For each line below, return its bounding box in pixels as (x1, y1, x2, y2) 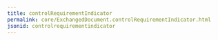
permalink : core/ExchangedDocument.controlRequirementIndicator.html (7, 16, 212, 23)
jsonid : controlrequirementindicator (7, 22, 116, 29)
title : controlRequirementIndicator (7, 9, 112, 17)
